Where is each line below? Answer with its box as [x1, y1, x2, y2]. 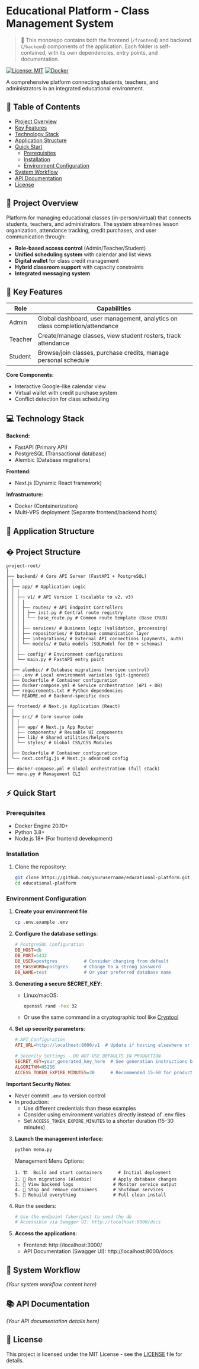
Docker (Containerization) [14, 502, 78, 509]
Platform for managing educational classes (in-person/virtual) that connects [6, 214, 191, 221]
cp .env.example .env [14, 920, 68, 926]
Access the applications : [14, 1230, 78, 1237]
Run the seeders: [14, 1202, 57, 1209]
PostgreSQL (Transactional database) [14, 450, 107, 457]
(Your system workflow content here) [6, 1281, 97, 1288]
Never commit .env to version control [14, 1092, 105, 1099]
